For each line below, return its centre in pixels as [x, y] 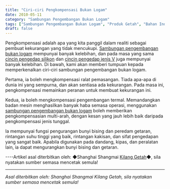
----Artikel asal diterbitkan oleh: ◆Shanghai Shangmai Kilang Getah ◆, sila [83, 157]
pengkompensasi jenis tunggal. [38, 121]
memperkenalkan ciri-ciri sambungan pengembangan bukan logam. [76, 70]
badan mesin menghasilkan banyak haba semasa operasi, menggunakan [81, 105]
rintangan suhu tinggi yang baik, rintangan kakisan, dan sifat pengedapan [82, 137]
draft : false [19, 29]
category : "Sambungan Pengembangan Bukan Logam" [57, 19]
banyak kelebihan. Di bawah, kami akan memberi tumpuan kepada [74, 65]
